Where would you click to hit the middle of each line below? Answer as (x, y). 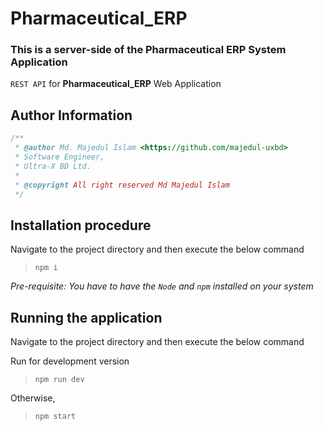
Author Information (71, 115)
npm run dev (59, 380)
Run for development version (70, 361)
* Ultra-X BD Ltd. (53, 166)
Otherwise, (33, 398)
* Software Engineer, (59, 157)
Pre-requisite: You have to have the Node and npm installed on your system (162, 286)
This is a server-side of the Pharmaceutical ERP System (148, 50)
